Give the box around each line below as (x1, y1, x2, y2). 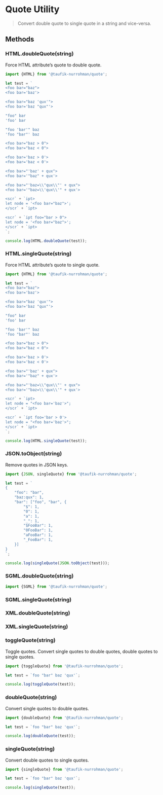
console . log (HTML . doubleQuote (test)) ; (5, 238, 87, 243)
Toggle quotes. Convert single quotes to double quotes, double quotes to (5, 648, 158, 655)
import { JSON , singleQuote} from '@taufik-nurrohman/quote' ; (5, 472, 137, 477)
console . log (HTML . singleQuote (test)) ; (5, 438, 87, 443)
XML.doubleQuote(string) (5, 609, 70, 617)
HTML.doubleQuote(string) (5, 50, 74, 57)
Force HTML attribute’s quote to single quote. (5, 262, 100, 268)
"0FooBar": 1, (23, 528, 53, 533)
